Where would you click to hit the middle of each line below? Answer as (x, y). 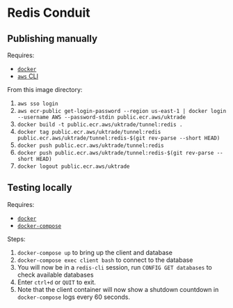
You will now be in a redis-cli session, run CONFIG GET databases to (114, 267)
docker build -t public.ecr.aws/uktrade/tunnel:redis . (100, 125)
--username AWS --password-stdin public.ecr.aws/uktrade (102, 117)
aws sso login (38, 104)
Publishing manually (53, 39)
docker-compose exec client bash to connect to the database (105, 260)
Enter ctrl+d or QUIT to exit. (56, 282)
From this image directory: (45, 90)
